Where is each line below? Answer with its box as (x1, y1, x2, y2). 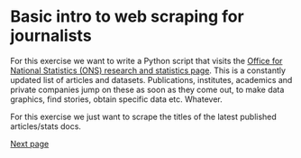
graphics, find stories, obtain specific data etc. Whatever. (10, 93, 223, 105)
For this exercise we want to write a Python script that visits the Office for (10, 55, 283, 66)
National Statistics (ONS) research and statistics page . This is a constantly (10, 65, 287, 76)
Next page (10, 138, 50, 149)
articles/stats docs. (10, 120, 82, 132)
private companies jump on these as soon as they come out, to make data (10, 84, 285, 95)
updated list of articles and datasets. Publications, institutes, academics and (10, 74, 293, 85)
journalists (10, 25, 93, 46)
